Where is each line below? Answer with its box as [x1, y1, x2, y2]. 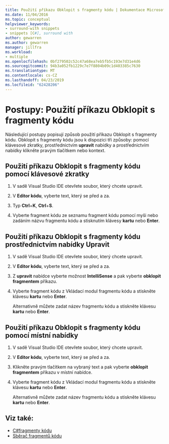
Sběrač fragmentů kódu [12, 432, 62, 438]
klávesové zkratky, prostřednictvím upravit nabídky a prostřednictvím [5, 142, 149, 148]
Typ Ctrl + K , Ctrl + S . [12, 202, 54, 209]
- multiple [5, 54, 28, 59]
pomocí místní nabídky [5, 331, 78, 340]
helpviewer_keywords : [5, 21, 51, 27]
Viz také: [5, 414, 34, 423]
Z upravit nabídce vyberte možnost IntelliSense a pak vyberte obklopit [12, 273, 161, 279]
